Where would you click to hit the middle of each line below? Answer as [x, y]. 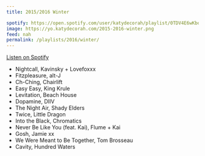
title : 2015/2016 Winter [38, 12]
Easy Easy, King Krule [42, 88]
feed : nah [19, 34]
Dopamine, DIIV [35, 102]
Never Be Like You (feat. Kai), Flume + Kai [68, 127]
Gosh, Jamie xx [35, 134]
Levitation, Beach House [46, 95]
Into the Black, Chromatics [49, 121]
